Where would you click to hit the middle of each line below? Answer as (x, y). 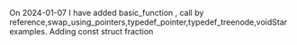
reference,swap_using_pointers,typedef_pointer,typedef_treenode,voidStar (148, 22)
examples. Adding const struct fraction (81, 31)
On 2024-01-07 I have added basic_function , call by (107, 13)
